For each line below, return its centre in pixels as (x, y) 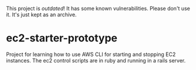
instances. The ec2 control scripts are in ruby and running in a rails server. (96, 60)
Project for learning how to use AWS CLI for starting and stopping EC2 (91, 54)
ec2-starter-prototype (62, 38)
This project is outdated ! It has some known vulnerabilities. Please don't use (98, 8)
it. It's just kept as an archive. (41, 15)
